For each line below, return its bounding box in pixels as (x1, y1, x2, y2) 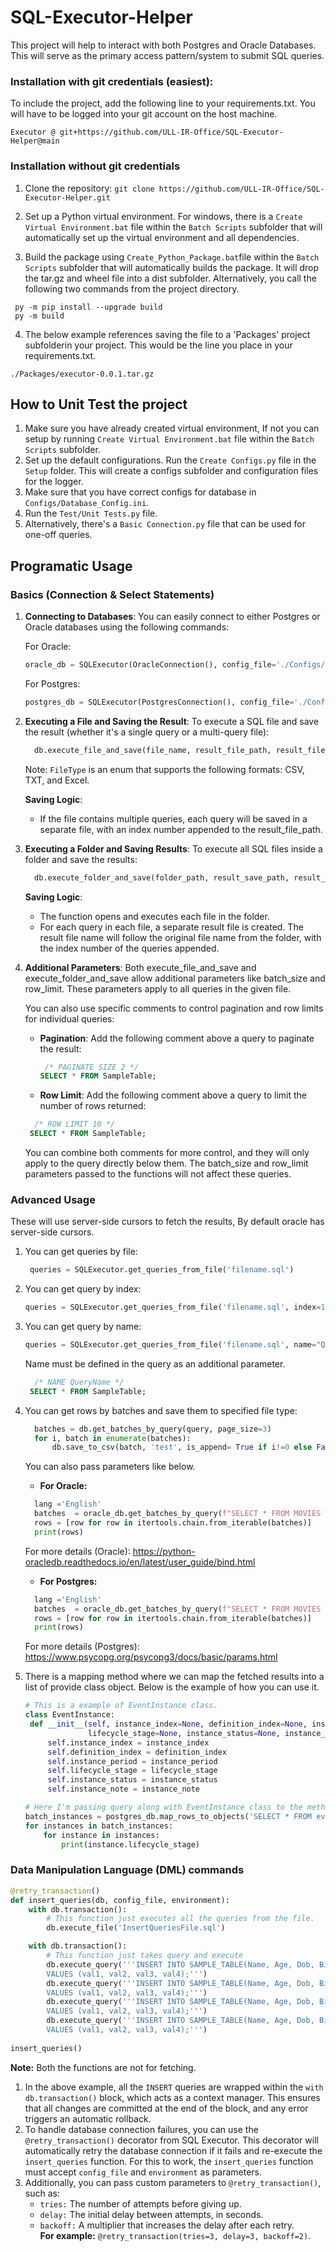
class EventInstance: (24, 1710, 115, 1720)
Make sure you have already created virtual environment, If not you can (24, 422, 320, 435)
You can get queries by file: (24, 1246, 138, 1258)
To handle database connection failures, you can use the (24, 2123, 259, 2135)
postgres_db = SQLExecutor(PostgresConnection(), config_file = (24, 697, 295, 707)
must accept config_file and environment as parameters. (24, 2166, 263, 2178)
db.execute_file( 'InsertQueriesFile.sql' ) (46, 1923, 226, 1933)
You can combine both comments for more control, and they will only (24, 1147, 310, 1159)
